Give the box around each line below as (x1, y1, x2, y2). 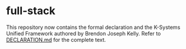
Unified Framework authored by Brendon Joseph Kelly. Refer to (6, 30, 161, 37)
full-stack (6, 4, 55, 18)
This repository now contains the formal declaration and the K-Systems (6, 24, 181, 31)
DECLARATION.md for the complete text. (6, 36, 106, 43)
